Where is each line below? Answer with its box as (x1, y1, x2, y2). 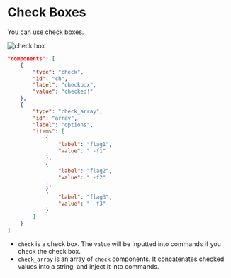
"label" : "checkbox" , (33, 82, 97, 89)
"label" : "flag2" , (57, 167, 113, 174)
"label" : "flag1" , (57, 141, 113, 148)
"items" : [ (33, 128, 65, 135)
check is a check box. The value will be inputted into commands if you (17, 239, 222, 248)
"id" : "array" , (33, 114, 78, 121)
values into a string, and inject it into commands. (17, 262, 159, 270)
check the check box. (17, 247, 81, 255)
